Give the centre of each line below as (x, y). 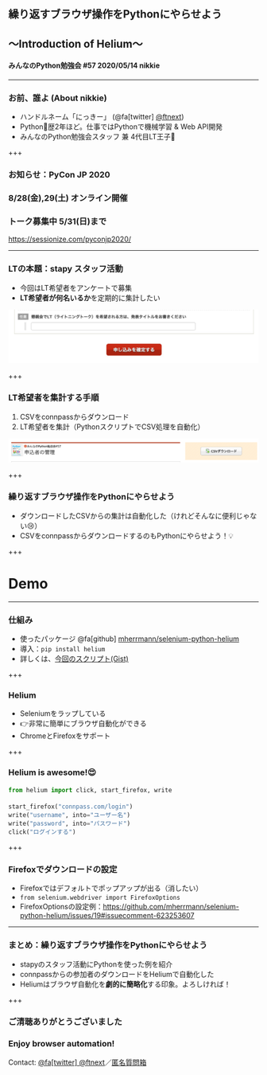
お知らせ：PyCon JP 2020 (59, 175)
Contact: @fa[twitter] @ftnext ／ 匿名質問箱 (77, 1062)
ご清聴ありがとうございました (66, 1022)
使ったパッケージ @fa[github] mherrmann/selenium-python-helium (130, 639)
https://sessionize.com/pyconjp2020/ (70, 239)
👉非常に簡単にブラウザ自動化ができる (83, 724)
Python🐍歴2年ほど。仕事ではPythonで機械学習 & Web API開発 (121, 127)
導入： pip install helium (62, 649)
